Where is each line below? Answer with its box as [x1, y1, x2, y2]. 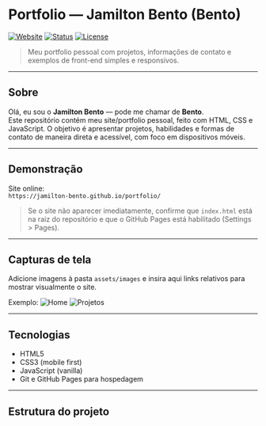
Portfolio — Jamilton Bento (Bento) [8, 6, 241, 24]
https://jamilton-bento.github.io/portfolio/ [8, 192, 161, 200]
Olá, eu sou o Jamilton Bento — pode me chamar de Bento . [8, 107, 204, 116]
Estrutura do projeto [8, 405, 109, 418]
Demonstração [8, 162, 83, 176]
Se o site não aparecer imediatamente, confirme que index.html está [27, 206, 253, 215]
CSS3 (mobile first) [19, 358, 82, 367]
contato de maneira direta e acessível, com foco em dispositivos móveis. [8, 132, 245, 142]
